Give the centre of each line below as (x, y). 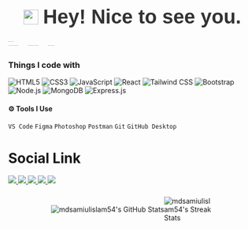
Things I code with (44, 65)
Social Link (44, 158)
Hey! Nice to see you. (142, 17)
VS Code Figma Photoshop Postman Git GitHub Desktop (93, 127)
